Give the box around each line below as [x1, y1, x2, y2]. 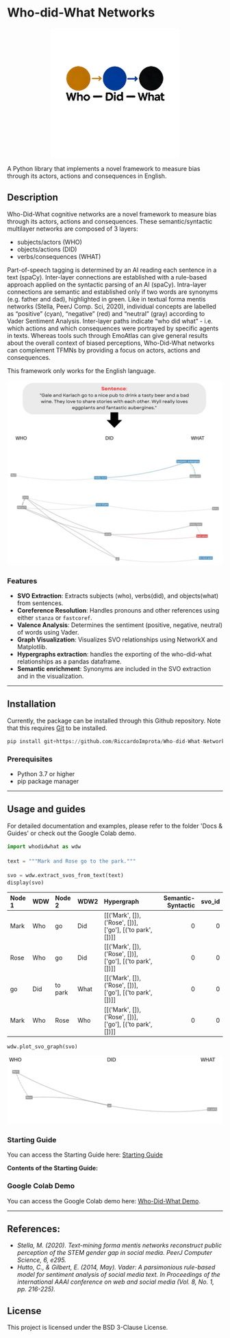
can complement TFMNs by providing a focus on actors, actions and [7, 345, 201, 354]
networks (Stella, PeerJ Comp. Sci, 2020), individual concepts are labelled [7, 302, 217, 310]
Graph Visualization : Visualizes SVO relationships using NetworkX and [16, 635, 218, 644]
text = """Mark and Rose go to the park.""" [7, 857, 136, 865]
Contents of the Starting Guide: [7, 1164, 99, 1172]
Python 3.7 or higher [16, 769, 75, 778]
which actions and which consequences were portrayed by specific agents [7, 324, 219, 332]
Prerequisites [7, 754, 53, 764]
